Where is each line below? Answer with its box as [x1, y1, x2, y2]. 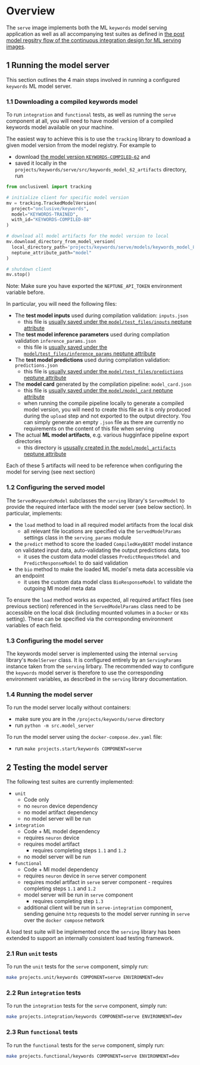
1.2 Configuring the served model [6, 483, 105, 492]
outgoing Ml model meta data [23, 584, 96, 592]
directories [14, 438, 42, 445]
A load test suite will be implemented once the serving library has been [6, 928, 181, 935]
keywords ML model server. [6, 82, 72, 90]
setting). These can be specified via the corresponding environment [6, 615, 173, 622]
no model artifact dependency [23, 809, 98, 816]
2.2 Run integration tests [6, 989, 82, 997]
